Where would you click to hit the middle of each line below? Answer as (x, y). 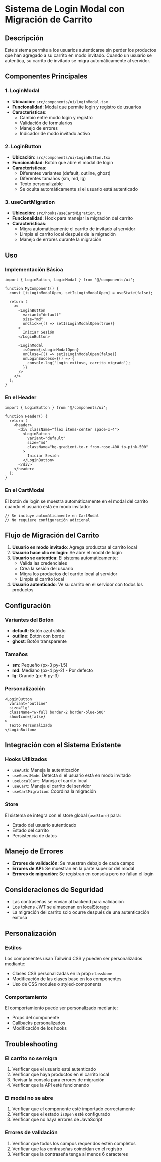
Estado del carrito (31, 830)
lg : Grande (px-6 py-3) (36, 676)
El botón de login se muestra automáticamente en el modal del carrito (77, 501)
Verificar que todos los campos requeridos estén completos (74, 1143)
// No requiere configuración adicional (48, 520)
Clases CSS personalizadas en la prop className (62, 973)
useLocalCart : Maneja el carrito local (50, 781)
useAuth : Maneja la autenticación (46, 770)
